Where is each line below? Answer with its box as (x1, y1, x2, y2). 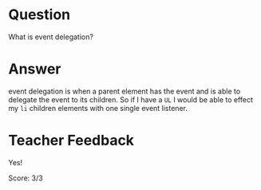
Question (8, 6, 70, 24)
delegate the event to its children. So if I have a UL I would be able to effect (8, 94, 254, 105)
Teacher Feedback (8, 132, 134, 149)
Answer (8, 60, 61, 78)
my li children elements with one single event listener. (8, 103, 188, 113)
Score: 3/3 (8, 173, 43, 183)
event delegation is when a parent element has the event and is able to (8, 86, 241, 96)
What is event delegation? (8, 32, 94, 42)
